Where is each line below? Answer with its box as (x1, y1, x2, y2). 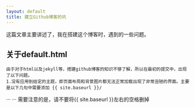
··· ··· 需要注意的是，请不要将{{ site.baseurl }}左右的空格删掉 (6, 96, 150, 103)
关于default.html (6, 49, 68, 59)
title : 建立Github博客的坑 (6, 14, 67, 20)
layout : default (6, 8, 46, 15)
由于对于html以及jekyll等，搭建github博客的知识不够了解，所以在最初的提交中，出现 (6, 67, 187, 72)
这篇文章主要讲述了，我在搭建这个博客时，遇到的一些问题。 (6, 30, 149, 38)
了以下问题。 (6, 72, 33, 79)
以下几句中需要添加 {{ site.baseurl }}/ (10, 85, 102, 91)
